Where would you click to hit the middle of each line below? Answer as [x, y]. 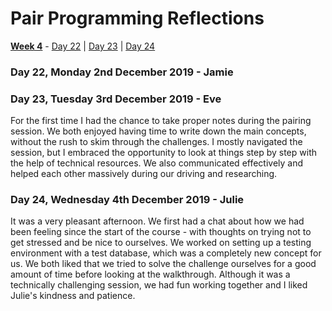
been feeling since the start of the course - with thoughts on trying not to [161, 232]
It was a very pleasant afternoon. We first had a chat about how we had [157, 221]
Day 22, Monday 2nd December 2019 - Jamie [122, 72]
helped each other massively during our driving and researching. [144, 174]
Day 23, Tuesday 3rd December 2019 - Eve [116, 99]
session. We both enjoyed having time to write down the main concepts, [158, 131]
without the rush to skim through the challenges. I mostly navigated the [156, 142]
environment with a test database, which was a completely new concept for [166, 253]
